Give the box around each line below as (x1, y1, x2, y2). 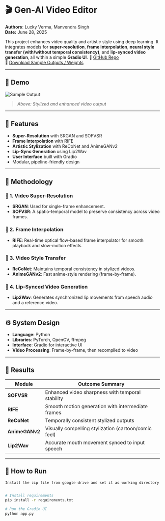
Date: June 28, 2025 (5, 29, 47, 35)
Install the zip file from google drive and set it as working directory (5, 480, 160, 485)
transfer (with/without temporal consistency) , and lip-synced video (5, 49, 146, 55)
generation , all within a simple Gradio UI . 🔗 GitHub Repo (5, 54, 119, 60)
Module (14, 380, 33, 387)
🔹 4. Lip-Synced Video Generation (5, 283, 88, 290)
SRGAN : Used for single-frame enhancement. (12, 204, 105, 209)
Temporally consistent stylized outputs (45, 417, 135, 424)
